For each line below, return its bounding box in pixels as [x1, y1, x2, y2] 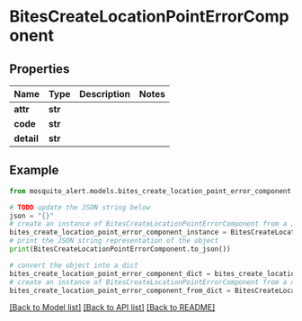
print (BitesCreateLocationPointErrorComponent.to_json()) [9, 245, 231, 254]
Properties [9, 61, 70, 76]
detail [13, 132, 39, 145]
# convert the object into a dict [9, 261, 139, 270]
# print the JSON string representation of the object [9, 236, 219, 245]
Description [79, 88, 130, 100]
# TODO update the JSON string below [9, 202, 151, 212]
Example [9, 163, 59, 178]
